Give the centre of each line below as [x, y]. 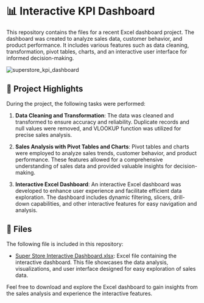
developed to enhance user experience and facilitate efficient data [98, 190]
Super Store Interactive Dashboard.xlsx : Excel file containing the [96, 256]
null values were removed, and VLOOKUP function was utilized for [98, 128]
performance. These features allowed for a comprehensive [89, 159]
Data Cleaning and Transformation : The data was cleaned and [94, 115]
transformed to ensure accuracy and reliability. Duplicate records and [102, 122]
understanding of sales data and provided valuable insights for [93, 166]
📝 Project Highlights [45, 89]
